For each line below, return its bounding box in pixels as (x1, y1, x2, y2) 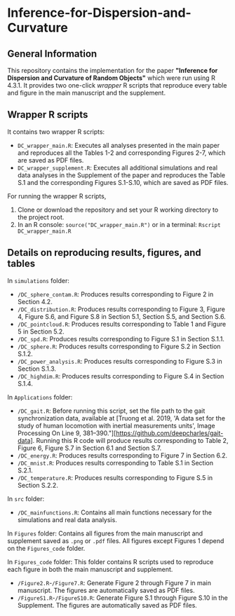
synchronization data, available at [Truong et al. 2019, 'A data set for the (17, 413, 226, 422)
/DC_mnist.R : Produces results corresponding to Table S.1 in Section (17, 458, 214, 467)
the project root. (17, 212, 65, 221)
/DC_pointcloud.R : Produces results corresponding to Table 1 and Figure (17, 320, 227, 328)
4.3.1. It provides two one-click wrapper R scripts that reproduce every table (7, 81, 227, 89)
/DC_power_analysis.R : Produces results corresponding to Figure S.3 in (17, 357, 222, 365)
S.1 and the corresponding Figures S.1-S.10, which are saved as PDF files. (17, 178, 229, 186)
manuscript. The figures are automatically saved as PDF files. (17, 586, 195, 594)
